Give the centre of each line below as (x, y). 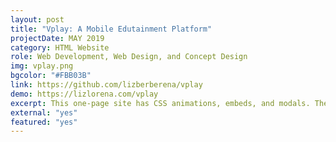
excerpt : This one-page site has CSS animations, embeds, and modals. (160, 103)
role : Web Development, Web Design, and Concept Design (129, 57)
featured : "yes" (44, 122)
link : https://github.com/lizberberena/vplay (106, 85)
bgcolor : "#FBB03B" (51, 76)
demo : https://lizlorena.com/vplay (84, 94)
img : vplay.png (42, 66)
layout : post (37, 19)
